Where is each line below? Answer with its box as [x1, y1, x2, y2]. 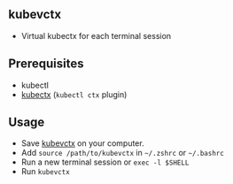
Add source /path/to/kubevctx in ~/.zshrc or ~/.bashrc [20, 148, 225, 158]
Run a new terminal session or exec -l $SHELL [20, 157, 190, 167]
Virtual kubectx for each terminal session [20, 30, 172, 41]
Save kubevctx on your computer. [20, 138, 144, 149]
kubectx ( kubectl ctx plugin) [20, 88, 128, 100]
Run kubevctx [20, 166, 70, 177]
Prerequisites [8, 57, 84, 72]
